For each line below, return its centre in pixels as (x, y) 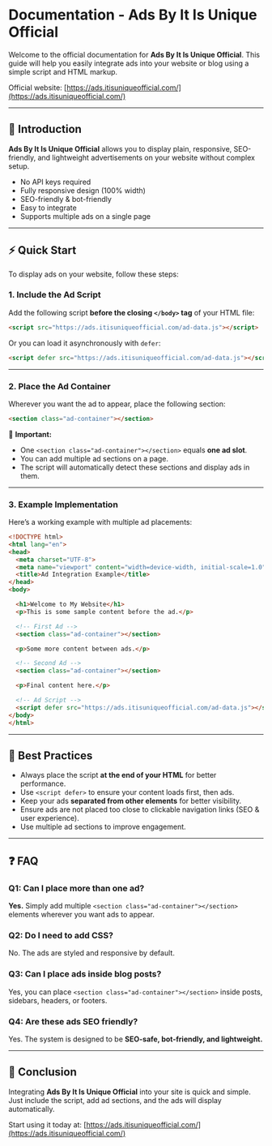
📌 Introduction (45, 129)
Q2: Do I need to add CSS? (61, 936)
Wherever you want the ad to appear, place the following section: (117, 404)
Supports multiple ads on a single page (85, 216)
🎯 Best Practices (51, 755)
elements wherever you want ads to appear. (82, 915)
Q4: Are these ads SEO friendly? (73, 1021)
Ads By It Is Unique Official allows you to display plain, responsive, (120, 148)
